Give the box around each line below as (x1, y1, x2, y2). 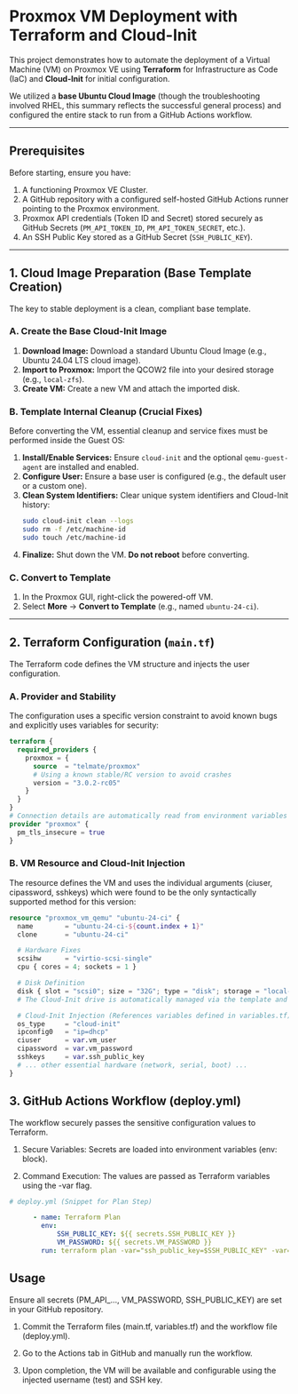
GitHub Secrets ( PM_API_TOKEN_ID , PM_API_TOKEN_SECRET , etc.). (21, 222, 246, 233)
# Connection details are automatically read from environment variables (9, 811, 288, 821)
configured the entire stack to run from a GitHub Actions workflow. (9, 109, 253, 120)
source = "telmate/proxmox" (32, 761, 141, 770)
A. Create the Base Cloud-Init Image (9, 325, 168, 338)
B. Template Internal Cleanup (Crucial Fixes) (9, 405, 203, 418)
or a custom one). (21, 481, 87, 491)
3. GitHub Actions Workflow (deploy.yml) (9, 1094, 242, 1109)
